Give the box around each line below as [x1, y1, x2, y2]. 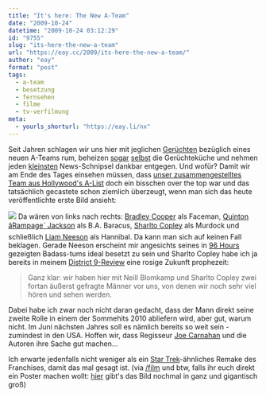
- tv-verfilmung [15, 108, 69, 116]
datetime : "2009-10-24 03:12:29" [8, 26, 119, 34]
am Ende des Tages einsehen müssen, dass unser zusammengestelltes [8, 169, 242, 179]
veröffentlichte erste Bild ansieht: [8, 195, 117, 204]
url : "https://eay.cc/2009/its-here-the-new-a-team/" [8, 49, 191, 56]
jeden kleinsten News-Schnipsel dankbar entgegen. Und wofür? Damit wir [8, 161, 251, 171]
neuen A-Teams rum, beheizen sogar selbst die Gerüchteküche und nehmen [8, 153, 258, 162]
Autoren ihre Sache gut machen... [8, 339, 118, 348]
